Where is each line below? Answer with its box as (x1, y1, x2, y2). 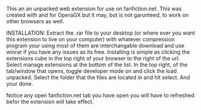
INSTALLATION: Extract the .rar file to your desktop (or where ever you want (6, 29, 196, 36)
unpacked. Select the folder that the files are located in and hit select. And (6, 74, 190, 81)
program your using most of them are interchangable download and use (6, 42, 185, 49)
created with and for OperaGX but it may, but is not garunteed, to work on (6, 11, 189, 19)
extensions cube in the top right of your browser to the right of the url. (6, 55, 180, 62)
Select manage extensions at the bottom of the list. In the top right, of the (6, 61, 188, 68)
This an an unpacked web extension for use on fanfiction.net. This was (6, 5, 182, 12)
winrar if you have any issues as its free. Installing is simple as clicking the (6, 48, 190, 56)
